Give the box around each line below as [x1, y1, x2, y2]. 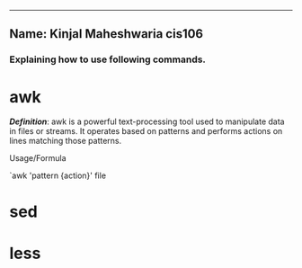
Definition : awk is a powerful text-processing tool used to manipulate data [9, 116, 285, 127]
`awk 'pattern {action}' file [9, 170, 106, 181]
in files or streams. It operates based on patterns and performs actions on [9, 126, 283, 137]
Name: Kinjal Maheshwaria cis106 [9, 26, 204, 41]
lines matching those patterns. [9, 136, 122, 147]
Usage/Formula [9, 153, 67, 164]
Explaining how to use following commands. [9, 53, 207, 66]
